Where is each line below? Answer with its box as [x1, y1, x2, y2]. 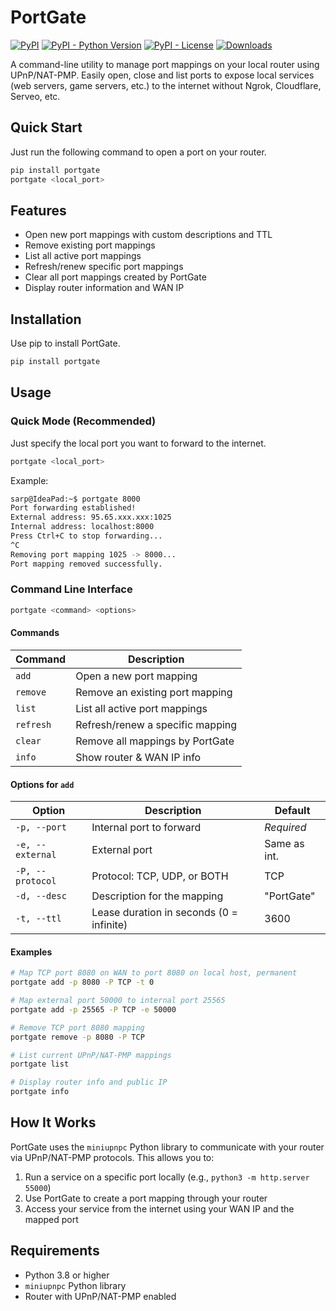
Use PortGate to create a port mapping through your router [24, 1192, 268, 1204]
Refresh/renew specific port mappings [24, 261, 184, 273]
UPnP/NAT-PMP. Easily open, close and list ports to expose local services [10, 69, 315, 81]
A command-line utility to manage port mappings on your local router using [10, 58, 320, 70]
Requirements [10, 1242, 100, 1260]
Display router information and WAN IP [24, 282, 185, 294]
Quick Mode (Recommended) [10, 414, 157, 428]
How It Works [10, 1114, 97, 1131]
